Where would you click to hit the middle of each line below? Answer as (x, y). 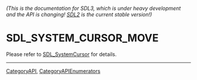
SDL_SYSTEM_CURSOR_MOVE (82, 38)
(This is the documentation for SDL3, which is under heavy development (94, 8)
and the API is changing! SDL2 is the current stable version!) (79, 14)
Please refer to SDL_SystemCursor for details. (62, 54)
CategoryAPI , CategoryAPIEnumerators (53, 71)
